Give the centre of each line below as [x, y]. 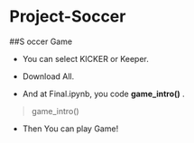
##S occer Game [41, 41]
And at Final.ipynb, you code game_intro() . [103, 94]
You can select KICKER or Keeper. [85, 58]
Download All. [48, 76]
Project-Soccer [68, 17]
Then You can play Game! [70, 129]
